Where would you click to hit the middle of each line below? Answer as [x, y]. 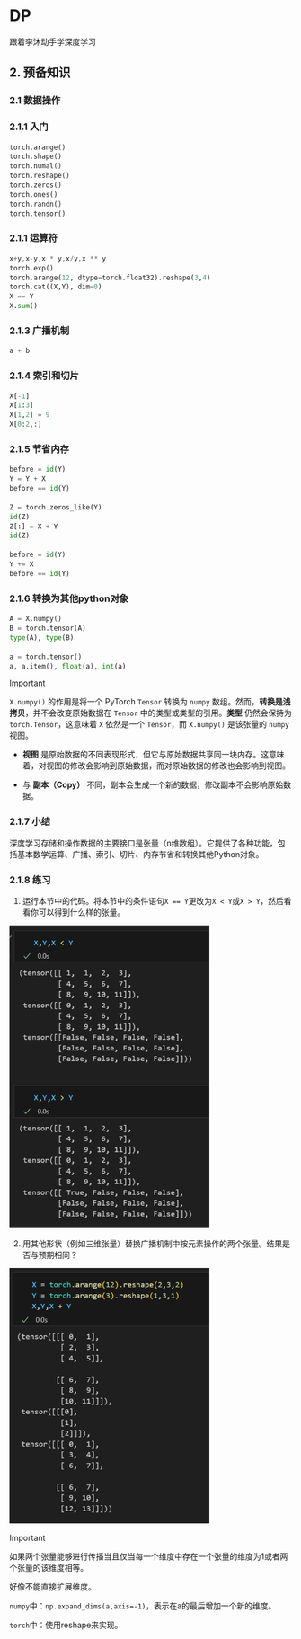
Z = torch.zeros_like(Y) [56, 507]
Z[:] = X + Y [34, 527]
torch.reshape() [40, 176]
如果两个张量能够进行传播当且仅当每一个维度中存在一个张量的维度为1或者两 [149, 1556]
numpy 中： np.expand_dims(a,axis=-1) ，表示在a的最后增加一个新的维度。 [143, 1606]
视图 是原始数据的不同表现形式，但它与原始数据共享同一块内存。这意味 [153, 755]
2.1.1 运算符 [34, 238]
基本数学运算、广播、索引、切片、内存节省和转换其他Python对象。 [140, 854]
